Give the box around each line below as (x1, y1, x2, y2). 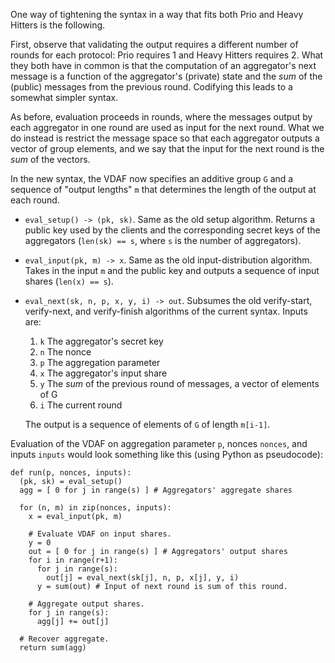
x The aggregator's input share (39, 367, 168, 379)
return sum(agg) (19, 643, 87, 653)
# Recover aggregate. (19, 634, 110, 644)
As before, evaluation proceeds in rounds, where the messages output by (10, 111, 313, 123)
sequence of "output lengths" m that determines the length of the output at (10, 184, 317, 195)
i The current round (39, 399, 123, 411)
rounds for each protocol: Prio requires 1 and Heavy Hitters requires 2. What (10, 49, 324, 61)
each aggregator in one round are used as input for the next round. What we (10, 122, 325, 133)
